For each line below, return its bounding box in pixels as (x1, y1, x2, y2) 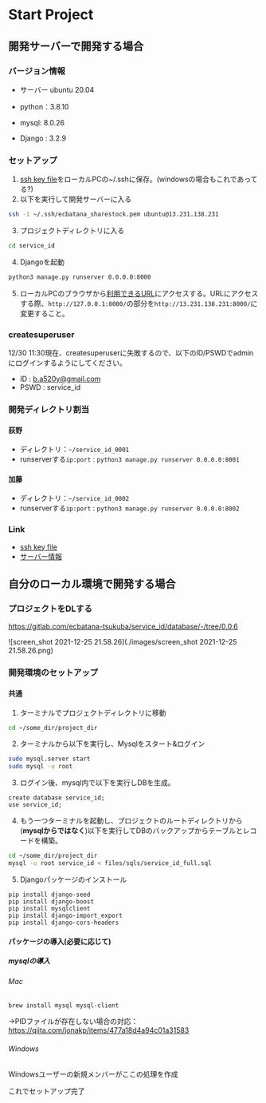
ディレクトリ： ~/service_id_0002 (19, 494, 130, 503)
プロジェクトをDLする (8, 603, 93, 614)
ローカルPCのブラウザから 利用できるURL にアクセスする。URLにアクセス (19, 288, 259, 298)
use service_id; (8, 801, 62, 809)
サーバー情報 (19, 551, 62, 561)
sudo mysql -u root (8, 763, 73, 771)
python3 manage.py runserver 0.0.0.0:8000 (8, 273, 151, 281)
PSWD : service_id (19, 383, 81, 392)
